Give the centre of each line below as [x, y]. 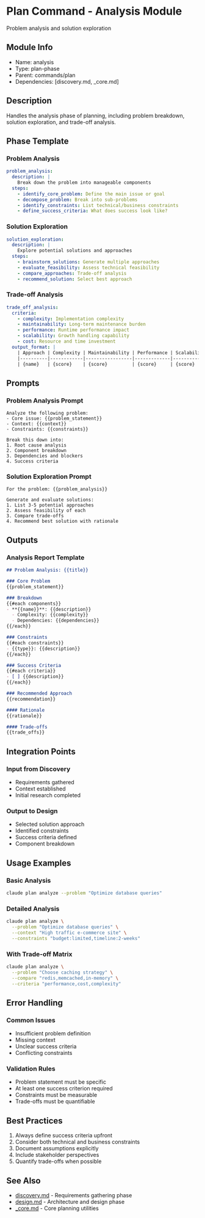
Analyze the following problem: [47, 414]
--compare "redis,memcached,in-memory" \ [65, 978]
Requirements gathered [45, 782]
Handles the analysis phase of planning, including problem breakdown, [95, 115]
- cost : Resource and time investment [67, 341]
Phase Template [38, 141]
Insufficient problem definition [53, 1034]
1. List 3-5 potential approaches [50, 505]
